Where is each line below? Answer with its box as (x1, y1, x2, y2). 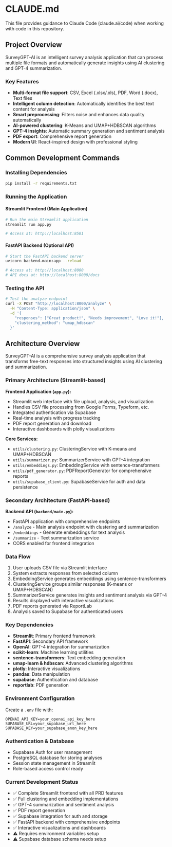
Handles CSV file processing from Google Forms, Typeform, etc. (12, 404, 149, 410)
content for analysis (12, 106, 55, 112)
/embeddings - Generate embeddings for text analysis (12, 529, 125, 535)
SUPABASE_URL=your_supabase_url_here (5, 721, 86, 726)
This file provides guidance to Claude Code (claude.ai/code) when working (5, 20, 164, 26)
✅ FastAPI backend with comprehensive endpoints (12, 819, 121, 825)
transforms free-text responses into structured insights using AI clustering (5, 358, 163, 365)
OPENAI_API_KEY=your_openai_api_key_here (5, 716, 95, 722)
